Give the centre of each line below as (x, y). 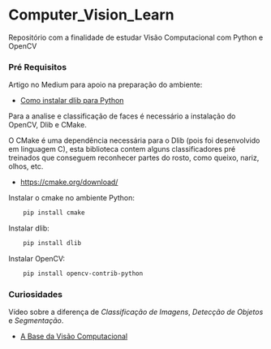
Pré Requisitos (38, 67)
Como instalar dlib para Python (72, 101)
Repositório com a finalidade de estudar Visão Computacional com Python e (136, 37)
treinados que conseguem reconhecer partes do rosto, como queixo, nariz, (134, 158)
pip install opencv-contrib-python (83, 274)
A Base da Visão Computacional (74, 336)
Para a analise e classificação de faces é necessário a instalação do (122, 116)
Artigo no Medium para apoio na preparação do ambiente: (105, 85)
